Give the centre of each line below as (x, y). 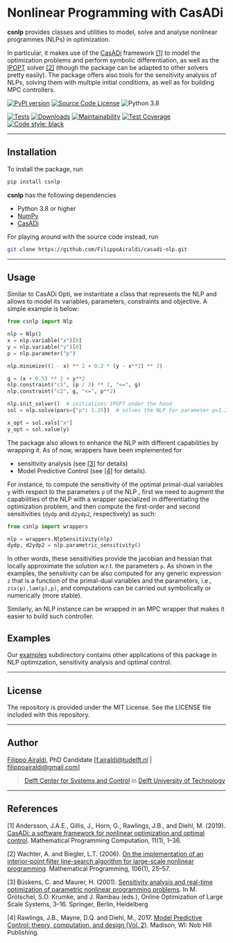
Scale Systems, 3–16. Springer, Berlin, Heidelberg (78, 904)
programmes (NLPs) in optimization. (59, 39)
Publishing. (23, 932)
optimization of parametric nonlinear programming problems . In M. (102, 889)
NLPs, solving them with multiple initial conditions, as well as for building (111, 82)
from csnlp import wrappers (48, 526)
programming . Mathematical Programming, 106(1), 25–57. (89, 868)
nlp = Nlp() (24, 334)
